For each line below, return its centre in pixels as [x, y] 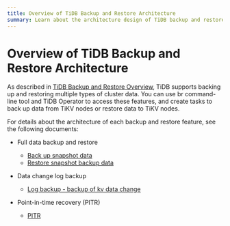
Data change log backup [52, 176]
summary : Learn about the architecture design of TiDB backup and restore [116, 20]
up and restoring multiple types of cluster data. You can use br [95, 94]
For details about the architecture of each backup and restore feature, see [112, 122]
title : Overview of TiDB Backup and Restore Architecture [91, 13]
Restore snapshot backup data [71, 163]
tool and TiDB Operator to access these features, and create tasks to [116, 101]
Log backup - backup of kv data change [84, 189]
